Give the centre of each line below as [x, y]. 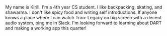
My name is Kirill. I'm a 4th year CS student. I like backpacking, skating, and [84, 7]
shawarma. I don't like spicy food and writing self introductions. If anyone [81, 12]
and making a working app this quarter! [46, 28]
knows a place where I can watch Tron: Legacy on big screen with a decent [83, 18]
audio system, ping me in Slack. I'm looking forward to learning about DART [83, 23]
